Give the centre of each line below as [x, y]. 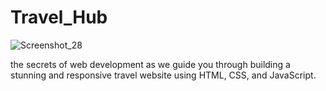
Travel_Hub [59, 17]
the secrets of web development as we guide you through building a [150, 64]
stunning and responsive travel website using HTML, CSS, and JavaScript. [163, 75]
